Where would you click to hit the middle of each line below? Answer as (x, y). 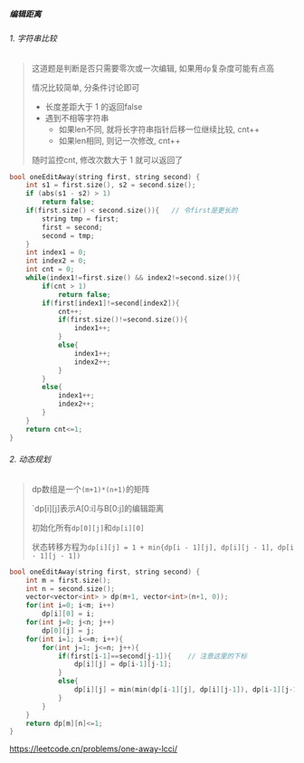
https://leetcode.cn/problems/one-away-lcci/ (94, 749)
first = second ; (72, 227)
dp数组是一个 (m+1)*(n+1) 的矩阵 (90, 489)
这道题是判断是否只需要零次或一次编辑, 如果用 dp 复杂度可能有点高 (153, 68)
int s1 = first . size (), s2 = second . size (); (111, 186)
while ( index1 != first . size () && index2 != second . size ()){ (133, 278)
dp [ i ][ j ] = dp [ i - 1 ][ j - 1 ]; (123, 664)
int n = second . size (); (71, 588)
